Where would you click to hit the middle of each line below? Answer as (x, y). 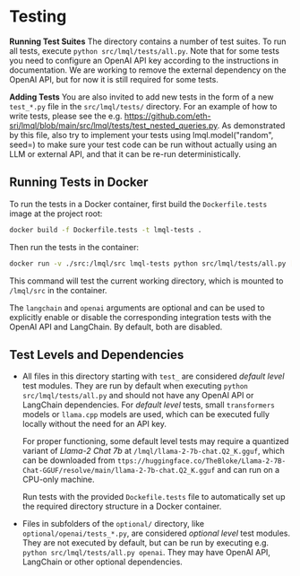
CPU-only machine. (59, 480)
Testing (38, 17)
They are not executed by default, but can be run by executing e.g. (146, 543)
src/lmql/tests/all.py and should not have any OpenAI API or (138, 396)
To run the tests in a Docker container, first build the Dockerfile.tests (138, 204)
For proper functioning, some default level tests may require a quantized (155, 441)
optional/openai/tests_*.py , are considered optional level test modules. (156, 533)
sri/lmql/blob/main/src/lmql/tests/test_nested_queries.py (113, 125)
